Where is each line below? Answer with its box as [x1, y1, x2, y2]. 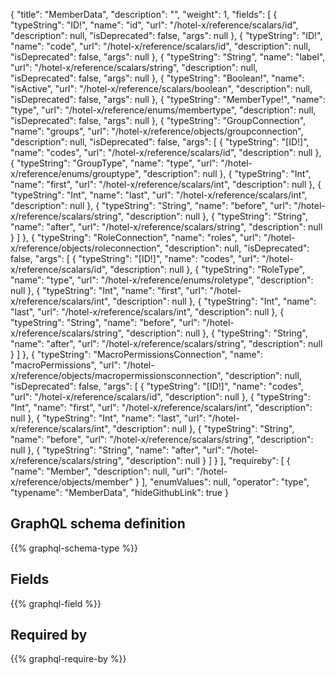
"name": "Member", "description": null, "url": [10, 465, 194, 477]
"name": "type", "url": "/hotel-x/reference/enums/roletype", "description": [10, 274, 314, 286]
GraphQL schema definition [10, 515, 186, 533]
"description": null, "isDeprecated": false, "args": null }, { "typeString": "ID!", [10, 30, 323, 41]
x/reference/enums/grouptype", [10, 168, 142, 179]
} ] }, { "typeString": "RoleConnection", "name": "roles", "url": [10, 232, 262, 243]
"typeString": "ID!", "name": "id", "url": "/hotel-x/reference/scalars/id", [10, 19, 299, 31]
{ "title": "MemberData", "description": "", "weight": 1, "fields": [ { [10, 9, 278, 20]
